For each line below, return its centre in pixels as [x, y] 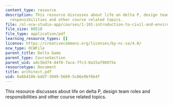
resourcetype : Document [31, 67]
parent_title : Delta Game [33, 53]
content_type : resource [31, 10]
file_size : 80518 [24, 29]
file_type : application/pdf [36, 34]
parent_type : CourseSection [36, 58]
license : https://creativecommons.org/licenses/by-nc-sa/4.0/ [73, 44]
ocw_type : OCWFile [25, 48]
